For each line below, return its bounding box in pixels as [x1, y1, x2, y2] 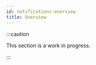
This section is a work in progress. [6, 42, 91, 49]
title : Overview [6, 14, 47, 20]
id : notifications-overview [6, 8, 76, 15]
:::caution [6, 30, 30, 37]
